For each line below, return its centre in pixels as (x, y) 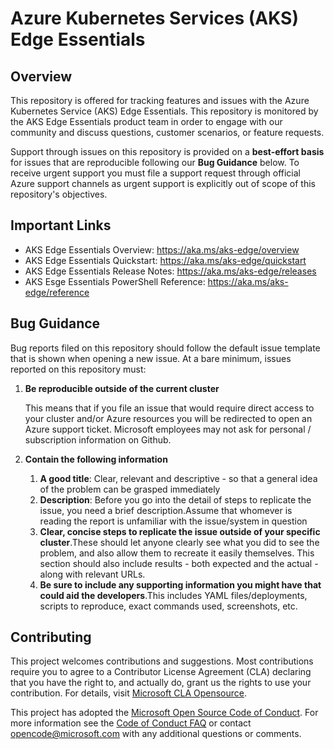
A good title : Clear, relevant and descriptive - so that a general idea (178, 478)
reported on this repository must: (78, 369)
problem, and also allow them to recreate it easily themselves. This (177, 553)
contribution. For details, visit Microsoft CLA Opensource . (128, 693)
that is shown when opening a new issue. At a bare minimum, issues (151, 358)
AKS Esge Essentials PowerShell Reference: (115, 281)
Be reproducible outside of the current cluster (122, 388)
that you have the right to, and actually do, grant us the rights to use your (161, 683)
